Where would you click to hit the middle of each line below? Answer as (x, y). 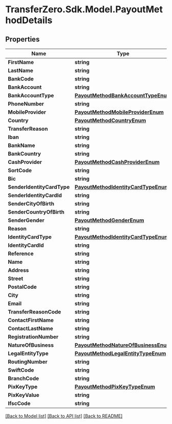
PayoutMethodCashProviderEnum (117, 162)
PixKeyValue (24, 395)
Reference (21, 253)
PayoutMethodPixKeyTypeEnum (115, 387)
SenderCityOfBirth (31, 204)
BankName (21, 145)
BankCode (21, 79)
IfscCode (19, 403)
